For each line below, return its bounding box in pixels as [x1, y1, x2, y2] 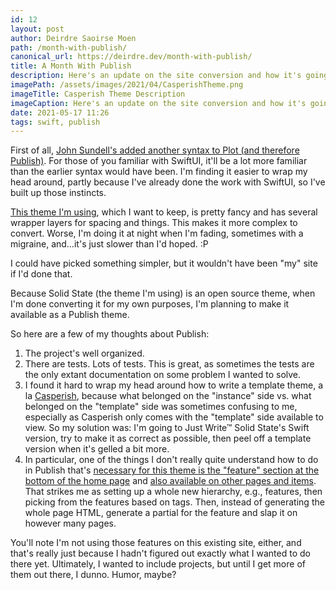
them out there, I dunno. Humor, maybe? [10, 569, 177, 581]
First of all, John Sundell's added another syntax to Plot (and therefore [10, 144, 300, 156]
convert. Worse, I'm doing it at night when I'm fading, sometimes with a [10, 227, 304, 240]
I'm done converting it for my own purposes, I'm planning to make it [10, 298, 290, 310]
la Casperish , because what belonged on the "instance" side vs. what [24, 390, 312, 402]
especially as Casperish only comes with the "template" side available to [24, 411, 324, 423]
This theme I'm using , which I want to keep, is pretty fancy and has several [10, 206, 318, 218]
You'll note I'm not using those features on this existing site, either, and [10, 537, 302, 549]
